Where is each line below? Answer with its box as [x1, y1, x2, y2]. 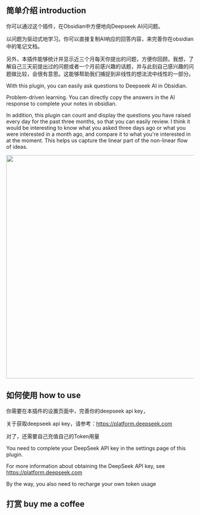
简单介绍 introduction [6, 5, 86, 16]
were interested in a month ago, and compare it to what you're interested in [6, 130, 191, 138]
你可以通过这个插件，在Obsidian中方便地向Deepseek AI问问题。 [6, 23, 164, 30]
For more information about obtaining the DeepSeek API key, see [6, 462, 165, 469]
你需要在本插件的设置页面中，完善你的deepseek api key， [6, 407, 149, 414]
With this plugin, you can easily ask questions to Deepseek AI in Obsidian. [6, 82, 187, 89]
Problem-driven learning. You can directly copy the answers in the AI [6, 93, 176, 101]
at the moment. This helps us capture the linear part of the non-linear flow [6, 136, 188, 144]
